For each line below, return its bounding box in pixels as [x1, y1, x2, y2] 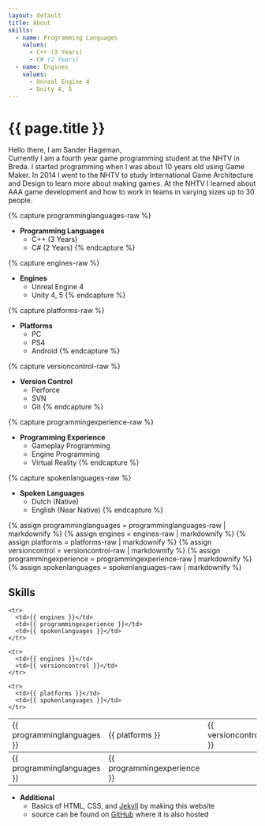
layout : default [8, 11, 62, 20]
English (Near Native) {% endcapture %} [31, 505, 164, 515]
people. [8, 195, 33, 206]
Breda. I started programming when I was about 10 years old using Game [8, 162, 245, 172]
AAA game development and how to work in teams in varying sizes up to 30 [8, 187, 255, 197]
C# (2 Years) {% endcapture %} [31, 243, 136, 253]
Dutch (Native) [31, 497, 79, 507]
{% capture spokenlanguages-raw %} [8, 473, 132, 483]
